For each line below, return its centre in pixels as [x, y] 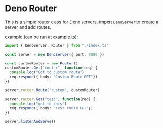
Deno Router [31, 9]
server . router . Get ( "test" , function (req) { [50, 99]
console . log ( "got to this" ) [38, 104]
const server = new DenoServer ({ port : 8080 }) [55, 54]
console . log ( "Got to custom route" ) [47, 72]
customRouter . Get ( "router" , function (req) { [51, 68]
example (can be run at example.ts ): [41, 37]
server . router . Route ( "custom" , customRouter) [52, 90]
